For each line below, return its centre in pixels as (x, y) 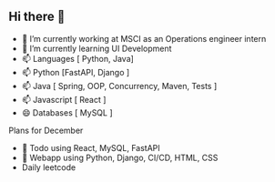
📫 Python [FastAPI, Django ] (76, 72)
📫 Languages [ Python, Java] (77, 58)
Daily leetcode (49, 167)
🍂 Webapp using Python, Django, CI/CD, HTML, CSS (120, 157)
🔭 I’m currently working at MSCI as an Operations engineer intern (144, 38)
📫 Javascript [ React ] (64, 99)
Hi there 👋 (37, 17)
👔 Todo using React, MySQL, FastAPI (91, 147)
